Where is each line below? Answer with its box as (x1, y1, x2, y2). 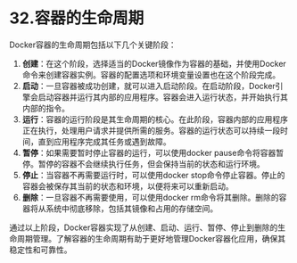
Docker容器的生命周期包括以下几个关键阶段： (9, 39, 177, 50)
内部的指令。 (21, 103, 70, 113)
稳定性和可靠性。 (9, 244, 72, 255)
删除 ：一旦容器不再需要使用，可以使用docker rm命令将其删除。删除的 (21, 192, 279, 202)
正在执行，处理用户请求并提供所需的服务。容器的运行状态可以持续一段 (21, 125, 281, 136)
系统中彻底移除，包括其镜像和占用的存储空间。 (45, 202, 219, 214)
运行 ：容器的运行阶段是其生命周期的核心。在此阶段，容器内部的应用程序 (21, 113, 288, 125)
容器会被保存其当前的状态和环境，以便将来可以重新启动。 (21, 180, 234, 192)
